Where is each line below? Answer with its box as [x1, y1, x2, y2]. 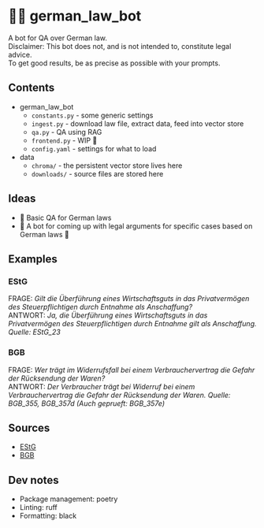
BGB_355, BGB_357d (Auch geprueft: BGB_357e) [8, 398, 165, 408]
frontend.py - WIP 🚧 [31, 136, 98, 145]
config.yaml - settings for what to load [31, 143, 157, 153]
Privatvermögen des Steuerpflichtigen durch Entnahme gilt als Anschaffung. [8, 319, 258, 329]
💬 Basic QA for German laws [19, 213, 112, 222]
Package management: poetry [19, 494, 118, 504]
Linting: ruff [19, 503, 58, 512]
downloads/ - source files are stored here [31, 169, 164, 178]
